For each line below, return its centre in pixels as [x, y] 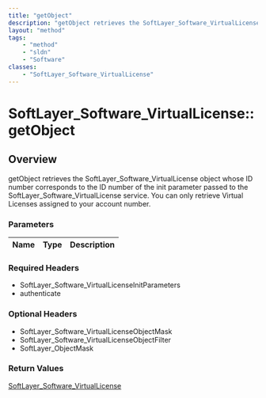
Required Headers [44, 267]
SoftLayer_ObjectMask [56, 348]
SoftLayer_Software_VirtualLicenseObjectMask [96, 331]
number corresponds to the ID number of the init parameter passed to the [128, 187]
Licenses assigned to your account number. [80, 203]
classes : [23, 67]
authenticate [40, 294]
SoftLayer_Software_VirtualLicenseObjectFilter [95, 339]
